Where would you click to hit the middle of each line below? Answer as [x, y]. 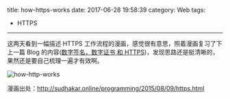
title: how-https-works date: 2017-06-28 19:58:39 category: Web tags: [106, 10]
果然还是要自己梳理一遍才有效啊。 [55, 60]
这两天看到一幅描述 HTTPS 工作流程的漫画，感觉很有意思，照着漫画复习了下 [115, 43]
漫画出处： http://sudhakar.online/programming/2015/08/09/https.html [106, 88]
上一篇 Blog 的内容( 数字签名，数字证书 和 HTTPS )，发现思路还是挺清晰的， [113, 52]
